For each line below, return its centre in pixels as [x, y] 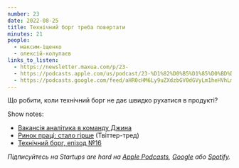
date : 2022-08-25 [33, 21]
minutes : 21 [25, 34]
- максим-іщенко [38, 47]
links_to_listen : [33, 61]
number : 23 [23, 14]
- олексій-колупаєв [43, 54]
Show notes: [26, 114]
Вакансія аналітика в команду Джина [75, 128]
